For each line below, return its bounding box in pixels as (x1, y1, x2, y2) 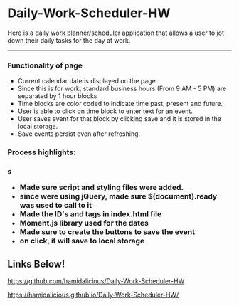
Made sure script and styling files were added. (19, 183, 184, 193)
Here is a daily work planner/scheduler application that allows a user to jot (7, 28, 224, 37)
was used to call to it (19, 201, 92, 211)
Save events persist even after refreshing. (17, 130, 141, 138)
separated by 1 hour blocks (17, 92, 97, 100)
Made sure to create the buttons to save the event (19, 227, 196, 237)
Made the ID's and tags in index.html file (19, 209, 162, 219)
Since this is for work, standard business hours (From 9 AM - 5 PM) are (17, 84, 227, 93)
